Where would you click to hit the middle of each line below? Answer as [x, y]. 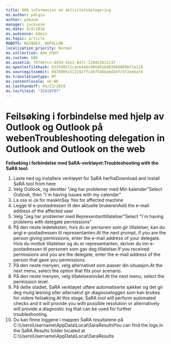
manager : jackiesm [25, 24]
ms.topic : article [25, 39]
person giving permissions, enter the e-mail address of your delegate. [87, 238]
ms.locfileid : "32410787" [33, 91]
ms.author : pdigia [25, 15]
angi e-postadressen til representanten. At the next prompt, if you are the [90, 233]
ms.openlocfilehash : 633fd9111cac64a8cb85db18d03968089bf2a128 [75, 67]
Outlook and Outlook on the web [76, 149]
